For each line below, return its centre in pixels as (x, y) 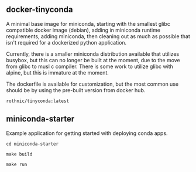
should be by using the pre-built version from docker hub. (76, 90)
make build (19, 154)
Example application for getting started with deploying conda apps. (87, 133)
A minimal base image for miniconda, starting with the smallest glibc (88, 23)
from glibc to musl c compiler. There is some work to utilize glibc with (90, 66)
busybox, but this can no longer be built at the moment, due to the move (93, 60)
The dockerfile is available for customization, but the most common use (92, 84)
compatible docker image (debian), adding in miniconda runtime (83, 30)
